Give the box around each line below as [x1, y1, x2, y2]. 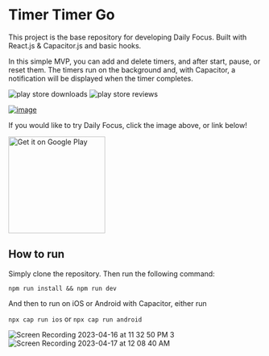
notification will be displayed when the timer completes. [8, 73, 193, 83]
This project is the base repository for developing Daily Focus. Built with [8, 32, 247, 42]
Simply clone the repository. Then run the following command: [8, 268, 215, 279]
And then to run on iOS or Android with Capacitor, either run [8, 298, 207, 308]
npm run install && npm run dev [8, 284, 117, 292]
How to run [8, 247, 65, 261]
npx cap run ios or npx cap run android [8, 314, 143, 324]
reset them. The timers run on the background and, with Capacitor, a [8, 64, 236, 74]
